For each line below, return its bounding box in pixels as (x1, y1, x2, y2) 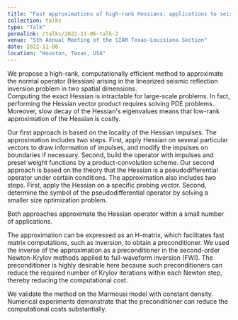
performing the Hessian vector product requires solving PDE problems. (7, 99, 215, 108)
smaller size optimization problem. (7, 195, 108, 204)
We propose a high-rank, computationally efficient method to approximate (7, 69, 224, 78)
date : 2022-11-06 (7, 43, 59, 50)
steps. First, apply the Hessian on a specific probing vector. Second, (7, 181, 207, 189)
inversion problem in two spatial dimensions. (7, 84, 137, 93)
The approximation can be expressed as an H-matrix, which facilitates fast (7, 231, 225, 239)
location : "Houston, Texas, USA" (7, 50, 106, 57)
